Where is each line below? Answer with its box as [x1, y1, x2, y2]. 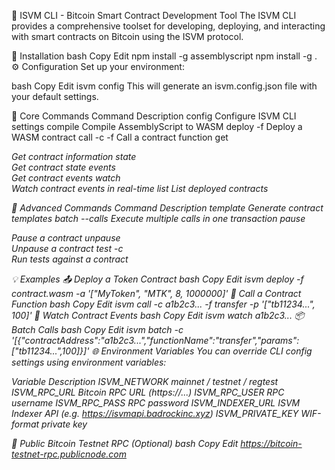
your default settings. [11, 91, 99, 102]
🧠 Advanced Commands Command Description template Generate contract [11, 202, 324, 214]
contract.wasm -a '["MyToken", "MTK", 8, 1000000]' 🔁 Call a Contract [11, 288, 302, 299]
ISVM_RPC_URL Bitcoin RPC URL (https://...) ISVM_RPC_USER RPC [11, 386, 285, 398]
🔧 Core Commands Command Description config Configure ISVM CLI [11, 110, 297, 122]
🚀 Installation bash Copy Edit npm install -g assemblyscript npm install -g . [11, 50, 318, 62]
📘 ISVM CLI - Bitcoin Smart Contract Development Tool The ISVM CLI [11, 10, 297, 21]
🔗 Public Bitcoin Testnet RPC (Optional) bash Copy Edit [11, 438, 239, 449]
